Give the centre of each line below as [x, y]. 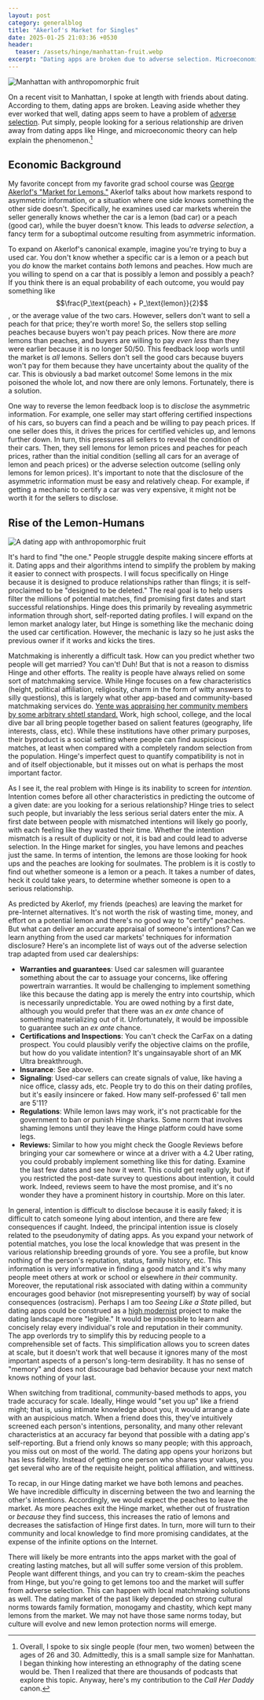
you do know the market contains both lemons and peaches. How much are [130, 266]
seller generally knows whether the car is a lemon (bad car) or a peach [123, 217]
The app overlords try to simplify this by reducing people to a [107, 1336]
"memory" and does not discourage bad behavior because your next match [130, 1369]
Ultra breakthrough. [51, 1061]
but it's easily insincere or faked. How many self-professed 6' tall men [133, 1095]
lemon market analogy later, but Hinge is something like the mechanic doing [131, 624]
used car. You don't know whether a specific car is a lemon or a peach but [128, 257]
